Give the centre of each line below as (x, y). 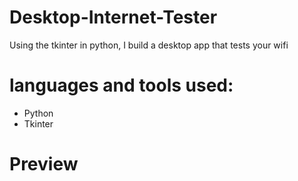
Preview (44, 164)
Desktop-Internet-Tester (113, 17)
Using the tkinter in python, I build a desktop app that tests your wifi (149, 45)
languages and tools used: (121, 85)
